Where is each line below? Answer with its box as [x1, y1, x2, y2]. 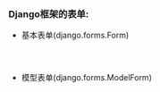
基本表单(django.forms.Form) [21, 29, 130, 41]
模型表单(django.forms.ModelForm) [21, 72, 153, 83]
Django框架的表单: [8, 7, 89, 20]
